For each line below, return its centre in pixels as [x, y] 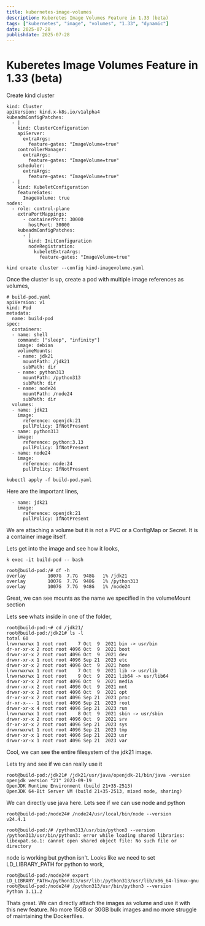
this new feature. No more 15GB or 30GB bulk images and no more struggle [102, 909]
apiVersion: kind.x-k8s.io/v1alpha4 [53, 112]
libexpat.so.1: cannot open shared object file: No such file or [91, 841]
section [16, 605]
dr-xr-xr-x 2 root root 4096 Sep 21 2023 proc [68, 698]
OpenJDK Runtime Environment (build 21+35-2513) [70, 786]
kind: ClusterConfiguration [53, 128]
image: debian [35, 346]
